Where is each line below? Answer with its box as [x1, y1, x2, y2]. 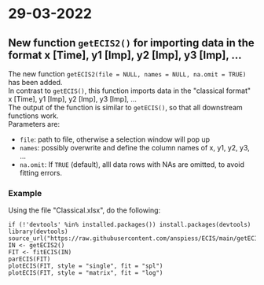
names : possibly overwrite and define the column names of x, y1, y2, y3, [19, 143, 250, 152]
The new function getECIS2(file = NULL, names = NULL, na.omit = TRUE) [8, 69, 247, 79]
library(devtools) [8, 228, 68, 236]
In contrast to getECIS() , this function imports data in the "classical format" [8, 86, 251, 95]
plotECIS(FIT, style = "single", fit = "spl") [8, 262, 163, 270]
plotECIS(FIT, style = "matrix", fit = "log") [8, 269, 163, 277]
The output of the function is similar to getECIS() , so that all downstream [8, 103, 244, 112]
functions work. [8, 111, 59, 120]
